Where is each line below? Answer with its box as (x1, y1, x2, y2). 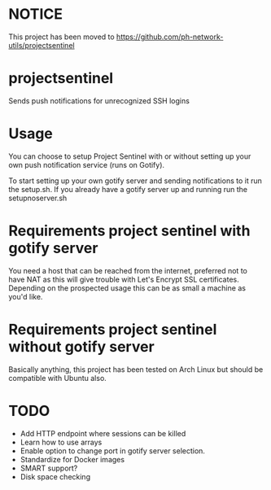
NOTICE (8, 5, 63, 24)
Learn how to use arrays (20, 437, 103, 447)
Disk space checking (20, 471, 91, 481)
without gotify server (8, 337, 155, 356)
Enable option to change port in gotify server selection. (20, 445, 206, 456)
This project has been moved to (8, 32, 116, 42)
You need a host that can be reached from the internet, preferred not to (8, 265, 248, 275)
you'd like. (8, 291, 43, 301)
